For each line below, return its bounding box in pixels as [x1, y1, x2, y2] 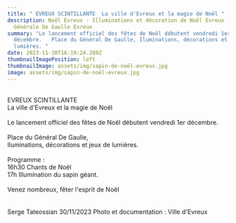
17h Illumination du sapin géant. [7, 170, 98, 179]
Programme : [7, 155, 45, 163]
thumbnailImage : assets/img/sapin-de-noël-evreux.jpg [7, 62, 169, 69]
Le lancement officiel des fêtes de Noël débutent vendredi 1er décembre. [7, 118, 219, 126]
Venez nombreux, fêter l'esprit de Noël [7, 185, 119, 194]
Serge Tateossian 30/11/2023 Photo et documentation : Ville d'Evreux [7, 208, 208, 216]
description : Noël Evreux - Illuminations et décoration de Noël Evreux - [7, 17, 231, 24]
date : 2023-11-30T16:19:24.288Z [7, 50, 102, 57]
